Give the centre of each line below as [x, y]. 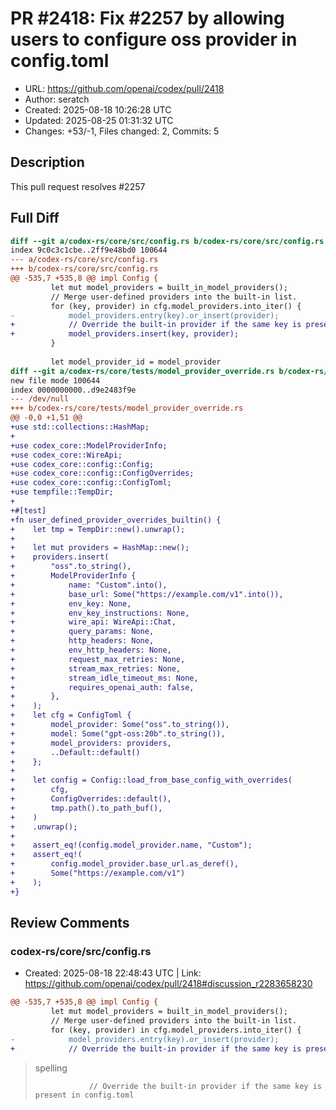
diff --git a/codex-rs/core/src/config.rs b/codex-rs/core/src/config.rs [167, 241]
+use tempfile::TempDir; [62, 492]
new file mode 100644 [55, 380]
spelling [51, 1068]
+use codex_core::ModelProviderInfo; [89, 445]
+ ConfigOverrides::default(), [91, 799]
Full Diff [35, 218]
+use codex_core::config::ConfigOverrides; [102, 473]
